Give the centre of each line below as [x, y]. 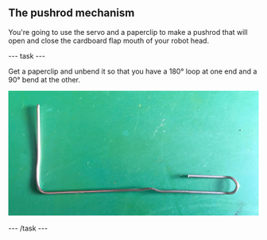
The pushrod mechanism [72, 13]
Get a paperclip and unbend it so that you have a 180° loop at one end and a [133, 71]
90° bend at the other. [44, 79]
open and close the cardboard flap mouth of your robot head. [108, 40]
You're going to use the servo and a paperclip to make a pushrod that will [128, 32]
